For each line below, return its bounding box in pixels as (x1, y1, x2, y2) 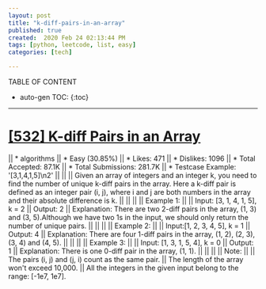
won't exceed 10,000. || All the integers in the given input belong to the (8, 263, 239, 272)
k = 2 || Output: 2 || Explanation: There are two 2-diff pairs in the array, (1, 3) (8, 203, 257, 214)
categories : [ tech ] (8, 48, 73, 56)
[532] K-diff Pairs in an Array (8, 127, 201, 146)
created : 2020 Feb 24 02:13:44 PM (8, 33, 126, 42)
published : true (8, 26, 62, 34)
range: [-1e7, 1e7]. (8, 271, 66, 281)
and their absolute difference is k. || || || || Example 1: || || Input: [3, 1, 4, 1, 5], (8, 196, 257, 205)
